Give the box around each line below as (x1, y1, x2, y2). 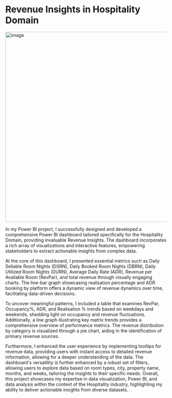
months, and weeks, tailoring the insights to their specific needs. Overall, (5, 370, 159, 376)
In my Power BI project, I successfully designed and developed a (5, 226, 142, 232)
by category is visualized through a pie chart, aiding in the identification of (5, 327, 162, 334)
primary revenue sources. (5, 333, 60, 339)
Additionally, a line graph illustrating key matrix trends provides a (5, 316, 142, 323)
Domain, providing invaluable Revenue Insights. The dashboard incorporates (5, 237, 166, 243)
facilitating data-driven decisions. (5, 290, 76, 296)
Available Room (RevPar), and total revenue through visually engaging (5, 274, 153, 280)
